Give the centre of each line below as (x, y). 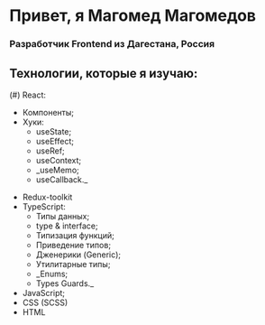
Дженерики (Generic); (78, 255)
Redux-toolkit (47, 197)
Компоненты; (48, 112)
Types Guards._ (65, 283)
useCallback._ (62, 179)
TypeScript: (44, 206)
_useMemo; (57, 170)
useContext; (59, 160)
